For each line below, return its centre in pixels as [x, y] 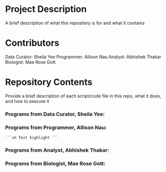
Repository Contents [49, 82]
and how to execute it [27, 101]
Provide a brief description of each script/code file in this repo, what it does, [83, 96]
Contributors [32, 43]
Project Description [46, 9]
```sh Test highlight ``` [32, 138]
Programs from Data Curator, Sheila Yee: [55, 114]
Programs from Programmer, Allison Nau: [56, 127]
